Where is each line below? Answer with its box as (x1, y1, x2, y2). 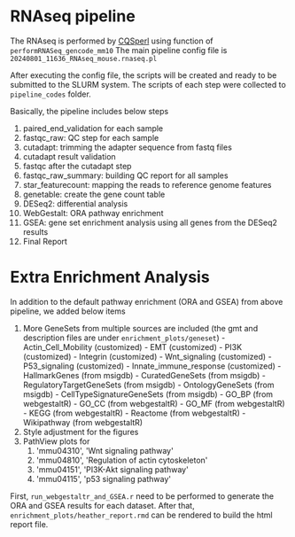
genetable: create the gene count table (22, 189, 166, 199)
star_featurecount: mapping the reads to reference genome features (22, 179, 272, 190)
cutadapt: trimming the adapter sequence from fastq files (22, 142, 233, 152)
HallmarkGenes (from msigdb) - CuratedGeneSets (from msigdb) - (22, 370, 267, 380)
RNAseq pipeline (10, 6, 136, 27)
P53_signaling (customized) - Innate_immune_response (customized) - (22, 361, 282, 371)
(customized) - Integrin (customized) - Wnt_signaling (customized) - (22, 351, 273, 362)
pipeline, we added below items (10, 306, 127, 316)
